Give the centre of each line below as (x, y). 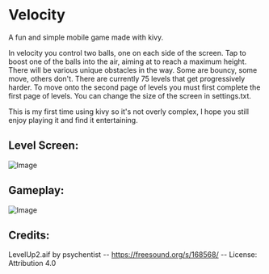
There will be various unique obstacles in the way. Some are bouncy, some (133, 70)
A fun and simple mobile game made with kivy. (86, 37)
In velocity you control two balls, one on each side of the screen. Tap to (127, 53)
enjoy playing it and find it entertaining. (74, 120)
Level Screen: (44, 146)
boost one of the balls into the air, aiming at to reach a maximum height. (128, 61)
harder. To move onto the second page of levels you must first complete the (134, 87)
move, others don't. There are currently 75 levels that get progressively (127, 78)
